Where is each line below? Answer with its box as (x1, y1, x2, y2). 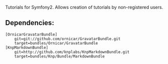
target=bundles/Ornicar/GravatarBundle (14, 40, 98, 45)
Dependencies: (5, 18, 54, 27)
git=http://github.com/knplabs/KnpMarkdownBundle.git (14, 49, 130, 54)
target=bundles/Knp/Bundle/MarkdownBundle (14, 53, 105, 59)
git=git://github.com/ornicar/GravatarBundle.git (14, 36, 121, 41)
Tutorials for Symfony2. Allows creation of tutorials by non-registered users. (5, 4, 163, 10)
